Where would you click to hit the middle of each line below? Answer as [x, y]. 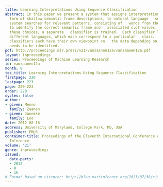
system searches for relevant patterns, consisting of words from [80, 23]
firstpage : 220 [20, 77]
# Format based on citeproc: [34, 177]
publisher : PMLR [21, 132]
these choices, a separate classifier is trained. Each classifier [82, 32]
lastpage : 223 [19, 82]
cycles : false [19, 95]
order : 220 [16, 91]
